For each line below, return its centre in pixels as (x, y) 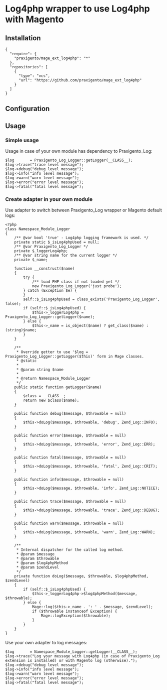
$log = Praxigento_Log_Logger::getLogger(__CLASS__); (69, 160)
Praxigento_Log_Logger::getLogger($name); (50, 317)
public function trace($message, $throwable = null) (70, 502)
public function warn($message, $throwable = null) (69, 524)
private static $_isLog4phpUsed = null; (57, 242)
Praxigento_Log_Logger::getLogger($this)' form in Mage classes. (74, 357)
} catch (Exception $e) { (50, 291)
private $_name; (31, 260)
